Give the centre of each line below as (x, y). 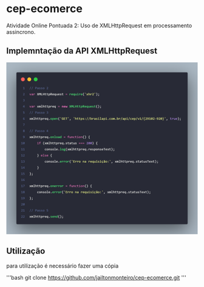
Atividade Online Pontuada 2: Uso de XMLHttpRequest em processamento (99, 25)
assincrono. (21, 31)
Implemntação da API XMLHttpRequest (82, 51)
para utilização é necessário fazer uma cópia (63, 266)
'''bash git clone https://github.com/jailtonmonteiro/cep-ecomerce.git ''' (96, 277)
